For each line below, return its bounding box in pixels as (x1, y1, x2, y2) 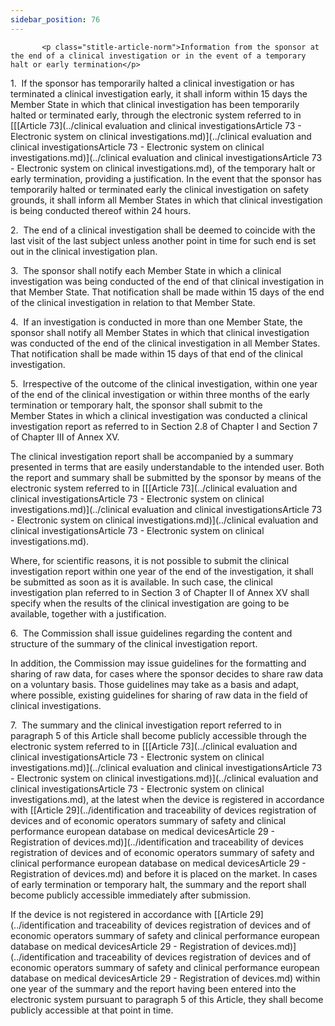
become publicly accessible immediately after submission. (10, 889, 252, 901)
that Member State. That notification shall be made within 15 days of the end (10, 286, 325, 298)
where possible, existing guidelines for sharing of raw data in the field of (10, 689, 309, 701)
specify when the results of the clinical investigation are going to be (10, 597, 290, 609)
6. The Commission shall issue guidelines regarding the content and (10, 627, 293, 639)
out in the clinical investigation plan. (10, 245, 158, 257)
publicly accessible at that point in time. (10, 1004, 174, 1016)
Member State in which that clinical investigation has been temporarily (10, 98, 300, 110)
